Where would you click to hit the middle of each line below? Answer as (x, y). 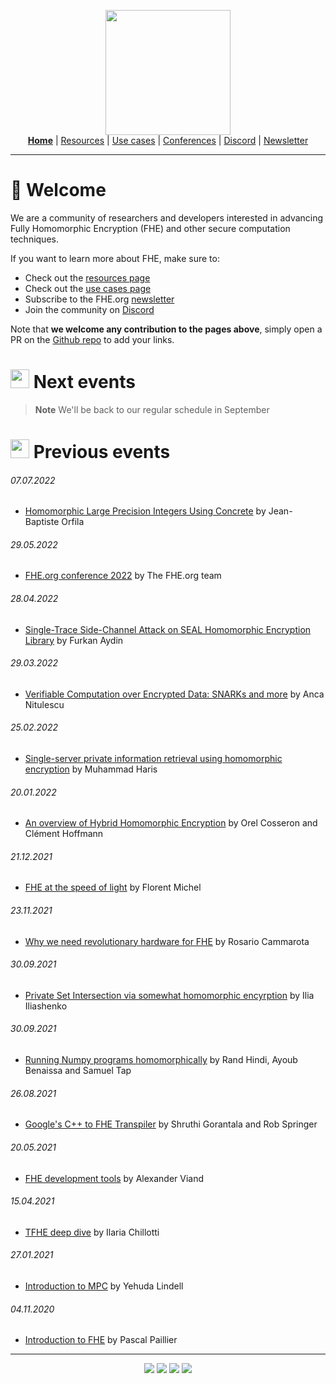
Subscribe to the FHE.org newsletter (99, 299)
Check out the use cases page (88, 288)
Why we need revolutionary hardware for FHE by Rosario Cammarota (167, 941)
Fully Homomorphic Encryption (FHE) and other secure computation (150, 228)
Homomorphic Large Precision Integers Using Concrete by (145, 511)
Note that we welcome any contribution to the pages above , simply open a (166, 329)
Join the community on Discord (89, 309)
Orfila (73, 522)
